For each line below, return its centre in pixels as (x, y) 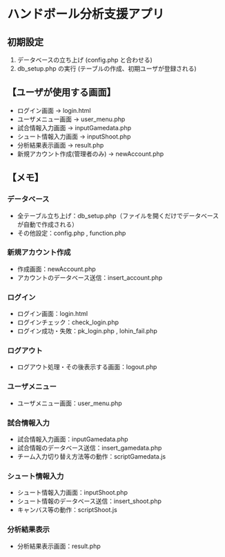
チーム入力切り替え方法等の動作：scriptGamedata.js (91, 456)
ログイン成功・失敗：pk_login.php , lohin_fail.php (87, 331)
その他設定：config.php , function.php (71, 233)
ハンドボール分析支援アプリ (86, 14)
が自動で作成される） (47, 224)
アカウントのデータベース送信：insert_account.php (90, 277)
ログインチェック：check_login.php (68, 322)
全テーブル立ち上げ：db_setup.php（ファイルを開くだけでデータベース (118, 215)
